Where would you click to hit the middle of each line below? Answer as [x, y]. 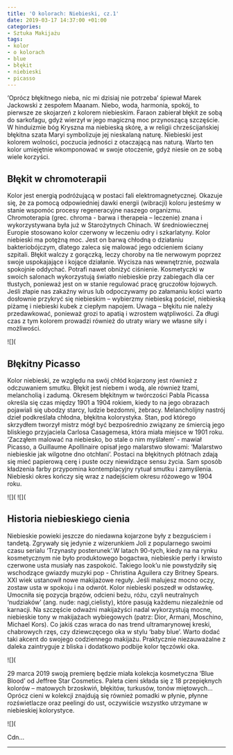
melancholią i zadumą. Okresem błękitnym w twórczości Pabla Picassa [108, 395]
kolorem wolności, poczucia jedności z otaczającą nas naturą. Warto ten [110, 142]
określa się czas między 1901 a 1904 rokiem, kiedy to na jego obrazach [109, 403]
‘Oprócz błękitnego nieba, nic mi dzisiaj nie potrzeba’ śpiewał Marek [104, 98]
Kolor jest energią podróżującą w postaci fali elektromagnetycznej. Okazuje [115, 196]
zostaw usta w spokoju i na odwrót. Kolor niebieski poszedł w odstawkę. [111, 587]
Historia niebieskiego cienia [69, 519]
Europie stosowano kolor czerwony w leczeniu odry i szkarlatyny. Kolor [109, 233]
